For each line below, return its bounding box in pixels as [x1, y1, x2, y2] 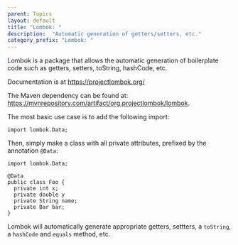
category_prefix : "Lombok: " [7, 37, 94, 44]
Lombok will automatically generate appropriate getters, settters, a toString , [7, 222, 232, 231]
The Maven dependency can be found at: [7, 92, 129, 100]
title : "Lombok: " [7, 23, 62, 31]
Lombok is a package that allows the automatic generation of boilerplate [7, 56, 219, 65]
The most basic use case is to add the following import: [7, 113, 170, 121]
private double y [13, 191, 65, 199]
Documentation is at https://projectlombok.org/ [7, 77, 146, 86]
